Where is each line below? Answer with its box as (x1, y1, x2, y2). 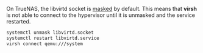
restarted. (6, 18, 31, 25)
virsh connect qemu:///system (6, 40, 84, 47)
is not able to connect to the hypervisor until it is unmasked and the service (6, 11, 196, 19)
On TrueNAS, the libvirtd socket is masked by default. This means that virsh (6, 5, 197, 12)
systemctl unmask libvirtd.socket (6, 30, 94, 36)
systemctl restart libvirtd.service (6, 35, 99, 41)
